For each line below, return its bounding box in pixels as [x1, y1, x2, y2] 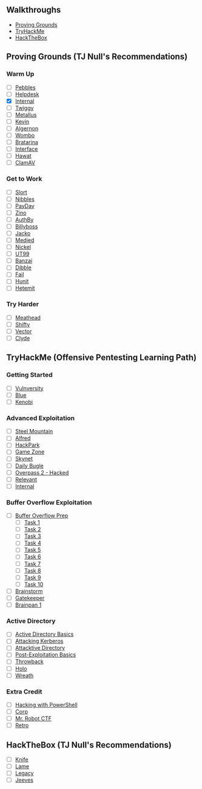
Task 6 [24, 553, 41, 560]
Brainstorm [15, 587, 43, 594]
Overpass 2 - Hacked [15, 469, 69, 476]
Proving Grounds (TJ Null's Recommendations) [6, 52, 188, 62]
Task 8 [24, 567, 41, 574]
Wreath [15, 672, 34, 679]
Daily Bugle [15, 462, 44, 469]
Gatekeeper [15, 594, 45, 601]
